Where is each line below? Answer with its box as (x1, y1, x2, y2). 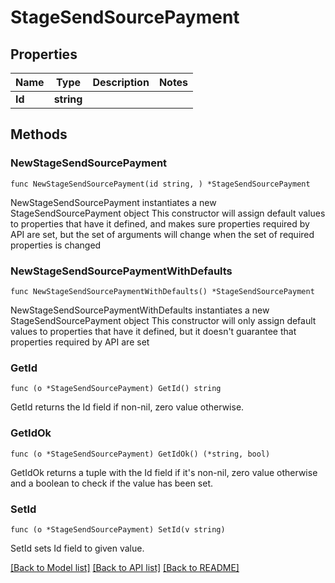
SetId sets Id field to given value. (10, 542, 145, 554)
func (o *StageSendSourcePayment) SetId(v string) (10, 524, 226, 535)
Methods (10, 126, 68, 143)
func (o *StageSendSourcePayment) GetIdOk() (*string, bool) (10, 449, 271, 459)
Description (92, 76, 150, 89)
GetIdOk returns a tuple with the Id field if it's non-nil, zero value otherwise (10, 466, 318, 478)
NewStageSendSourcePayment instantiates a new (10, 196, 217, 208)
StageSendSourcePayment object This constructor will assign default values (10, 207, 326, 219)
